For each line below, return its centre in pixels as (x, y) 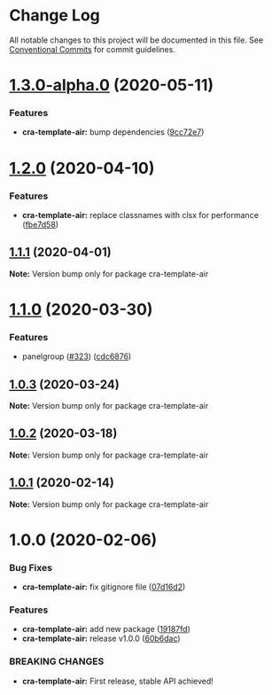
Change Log (54, 16)
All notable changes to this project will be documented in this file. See (136, 40)
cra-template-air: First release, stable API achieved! (118, 681)
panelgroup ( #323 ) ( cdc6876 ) (77, 356)
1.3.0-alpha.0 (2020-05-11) (112, 86)
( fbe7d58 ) (40, 224)
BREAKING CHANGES (57, 661)
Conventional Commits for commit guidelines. (92, 49)
